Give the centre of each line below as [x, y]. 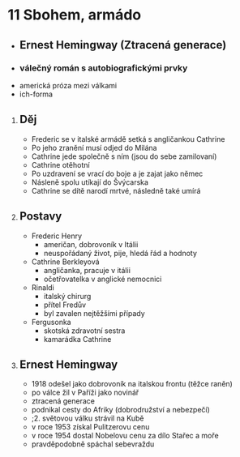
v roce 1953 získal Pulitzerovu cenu [90, 427]
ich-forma [36, 94]
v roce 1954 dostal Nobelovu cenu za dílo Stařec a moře [125, 436]
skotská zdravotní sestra [84, 331]
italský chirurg [67, 296]
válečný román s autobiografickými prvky [103, 68]
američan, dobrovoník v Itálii [91, 244]
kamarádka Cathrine [77, 339]
